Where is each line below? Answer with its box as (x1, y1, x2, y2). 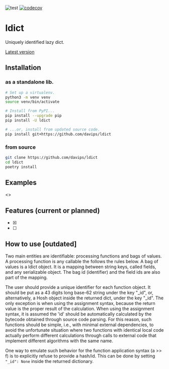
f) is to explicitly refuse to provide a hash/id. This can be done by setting (5, 353, 155, 359)
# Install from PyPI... (5, 108, 55, 113)
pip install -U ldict (5, 118, 51, 123)
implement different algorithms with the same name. (5, 338, 113, 344)
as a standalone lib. (5, 79, 54, 86)
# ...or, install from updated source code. (5, 127, 100, 132)
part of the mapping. (5, 274, 48, 280)
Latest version (5, 48, 35, 55)
